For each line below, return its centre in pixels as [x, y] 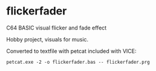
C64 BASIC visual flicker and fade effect [57, 28]
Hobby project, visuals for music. [47, 39]
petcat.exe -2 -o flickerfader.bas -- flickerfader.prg [78, 62]
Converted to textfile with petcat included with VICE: [71, 51]
